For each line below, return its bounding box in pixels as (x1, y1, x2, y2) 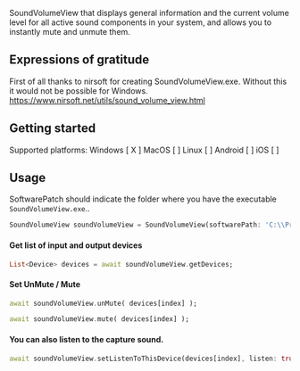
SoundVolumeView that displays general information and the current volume (9, 8, 290, 18)
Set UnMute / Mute (9, 278, 81, 289)
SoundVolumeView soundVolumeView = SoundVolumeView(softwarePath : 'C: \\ (9, 220, 286, 230)
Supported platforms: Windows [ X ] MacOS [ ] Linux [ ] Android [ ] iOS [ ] (9, 144, 279, 155)
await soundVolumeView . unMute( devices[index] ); (9, 299, 198, 308)
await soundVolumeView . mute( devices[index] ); (9, 315, 190, 324)
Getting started (9, 120, 96, 136)
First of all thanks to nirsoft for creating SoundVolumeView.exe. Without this (9, 76, 287, 87)
